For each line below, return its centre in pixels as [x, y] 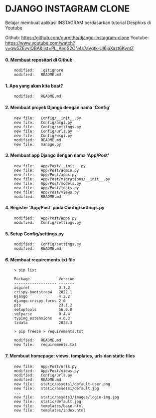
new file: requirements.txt [46, 345]
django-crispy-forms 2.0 [40, 301]
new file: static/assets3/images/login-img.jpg [67, 397]
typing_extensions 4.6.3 [42, 318]
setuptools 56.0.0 [43, 310]
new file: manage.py [38, 144]
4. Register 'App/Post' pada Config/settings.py [55, 208]
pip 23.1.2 [43, 305]
